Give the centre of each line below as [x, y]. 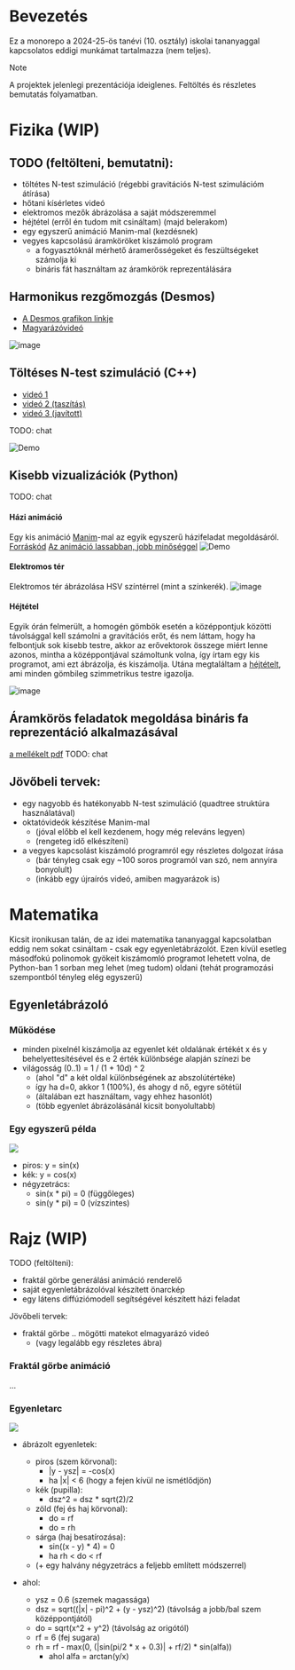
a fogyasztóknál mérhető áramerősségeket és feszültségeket [147, 249]
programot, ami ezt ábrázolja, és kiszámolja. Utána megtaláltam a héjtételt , [145, 664]
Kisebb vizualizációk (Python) [94, 475]
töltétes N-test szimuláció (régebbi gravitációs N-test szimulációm [143, 184]
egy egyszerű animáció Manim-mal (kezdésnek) [110, 231]
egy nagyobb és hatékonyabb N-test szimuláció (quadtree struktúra [146, 803]
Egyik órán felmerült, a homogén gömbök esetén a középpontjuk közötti [140, 626]
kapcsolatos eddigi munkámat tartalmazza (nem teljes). [110, 50]
